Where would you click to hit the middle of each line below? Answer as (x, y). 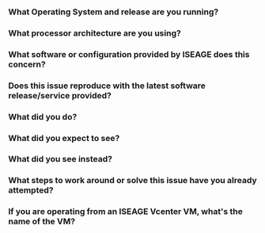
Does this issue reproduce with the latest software (107, 86)
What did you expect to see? (64, 138)
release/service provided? (60, 95)
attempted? (31, 190)
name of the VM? (42, 222)
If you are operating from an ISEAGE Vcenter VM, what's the (126, 212)
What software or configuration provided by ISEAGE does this (129, 54)
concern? (27, 64)
